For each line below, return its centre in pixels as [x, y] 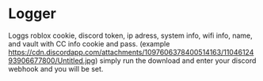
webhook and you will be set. [56, 68]
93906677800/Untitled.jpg [52, 61]
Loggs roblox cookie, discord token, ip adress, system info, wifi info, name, [131, 35]
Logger [32, 14]
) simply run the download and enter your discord [175, 61]
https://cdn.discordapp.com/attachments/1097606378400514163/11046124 [131, 52]
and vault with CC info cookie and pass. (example [89, 43]
